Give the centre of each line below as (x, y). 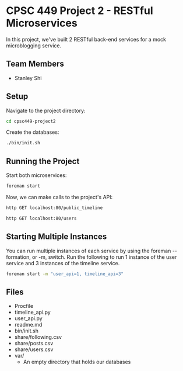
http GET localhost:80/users (41, 218)
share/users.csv (34, 349)
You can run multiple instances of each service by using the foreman (89, 251)
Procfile (24, 306)
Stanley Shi (28, 78)
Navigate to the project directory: (46, 110)
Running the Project (43, 161)
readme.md (28, 325)
